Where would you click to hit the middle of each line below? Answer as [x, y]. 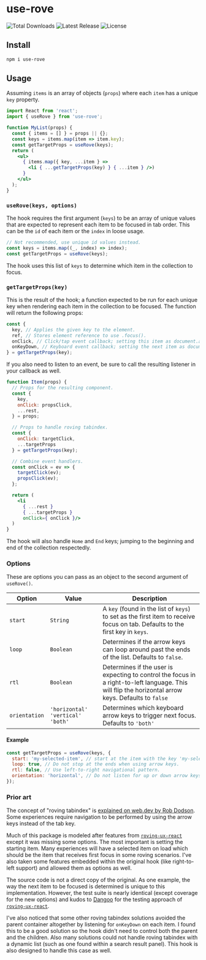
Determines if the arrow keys [144, 642]
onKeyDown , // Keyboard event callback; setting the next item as [98, 347]
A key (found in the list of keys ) [146, 609]
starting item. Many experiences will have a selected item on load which [97, 848]
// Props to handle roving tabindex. [60, 428]
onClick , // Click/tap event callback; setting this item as [92, 341]
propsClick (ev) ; [38, 478]
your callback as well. [34, 371]
